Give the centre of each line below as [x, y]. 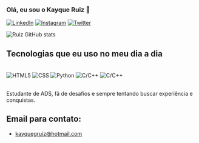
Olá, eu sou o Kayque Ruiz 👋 [48, 10]
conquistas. [21, 100]
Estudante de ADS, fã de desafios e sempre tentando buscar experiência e [99, 93]
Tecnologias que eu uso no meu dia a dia [84, 54]
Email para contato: [44, 119]
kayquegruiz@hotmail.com [49, 133]
